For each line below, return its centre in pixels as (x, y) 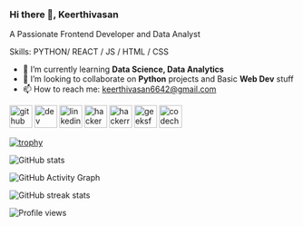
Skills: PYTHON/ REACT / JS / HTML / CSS (89, 52)
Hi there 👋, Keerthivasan (64, 15)
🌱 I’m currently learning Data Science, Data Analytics (123, 69)
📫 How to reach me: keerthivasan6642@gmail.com (119, 89)
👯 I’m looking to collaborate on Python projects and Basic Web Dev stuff (158, 79)
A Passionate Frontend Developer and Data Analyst (105, 34)
